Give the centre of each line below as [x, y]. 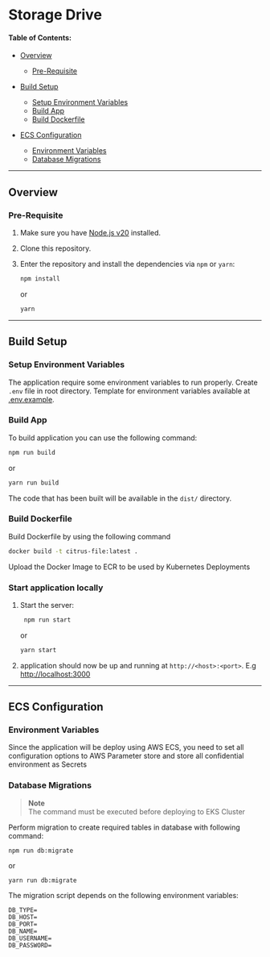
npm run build [32, 452]
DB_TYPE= [23, 910]
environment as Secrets [47, 764]
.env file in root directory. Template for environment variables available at [129, 391]
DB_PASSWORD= [30, 945]
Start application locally [56, 588]
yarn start [38, 650]
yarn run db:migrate [43, 880]
